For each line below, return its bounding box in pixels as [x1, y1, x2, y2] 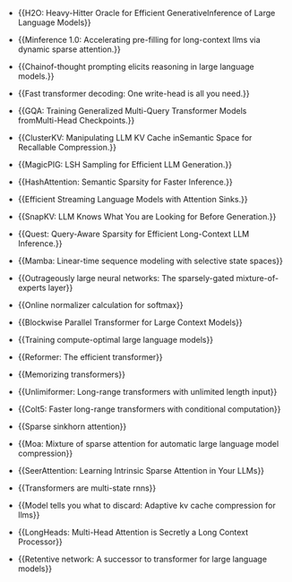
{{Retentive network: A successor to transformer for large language [17, 554, 267, 564]
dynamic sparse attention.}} [17, 44, 121, 55]
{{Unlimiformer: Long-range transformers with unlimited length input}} [17, 387, 278, 397]
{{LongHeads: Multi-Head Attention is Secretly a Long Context [17, 527, 249, 537]
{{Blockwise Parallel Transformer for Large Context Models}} [17, 317, 244, 328]
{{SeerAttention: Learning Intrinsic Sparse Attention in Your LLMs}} [17, 466, 265, 475]
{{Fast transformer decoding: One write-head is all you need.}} [17, 89, 250, 98]
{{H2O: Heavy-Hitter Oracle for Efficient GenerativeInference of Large [17, 8, 276, 18]
